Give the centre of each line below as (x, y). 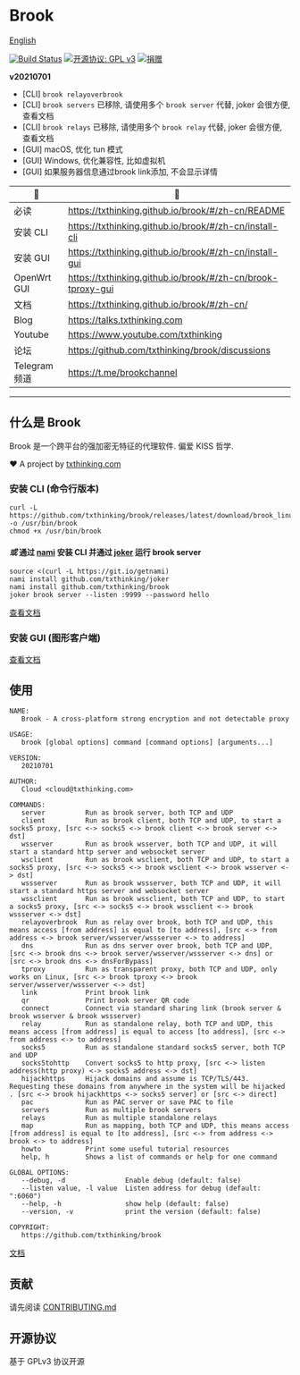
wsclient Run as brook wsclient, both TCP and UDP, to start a (155, 860)
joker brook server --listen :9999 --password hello (109, 595)
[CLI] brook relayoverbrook (72, 94)
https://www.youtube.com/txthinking (146, 334)
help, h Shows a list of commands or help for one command (149, 1157)
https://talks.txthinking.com (125, 320)
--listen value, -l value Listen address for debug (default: (141, 1189)
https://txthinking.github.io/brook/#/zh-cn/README (177, 210)
